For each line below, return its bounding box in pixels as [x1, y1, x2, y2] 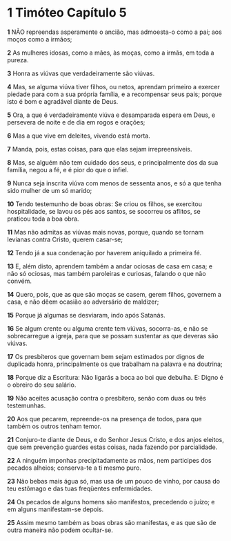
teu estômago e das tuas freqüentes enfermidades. [7, 484, 153, 493]
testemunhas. [7, 401, 46, 410]
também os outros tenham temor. [7, 422, 102, 430]
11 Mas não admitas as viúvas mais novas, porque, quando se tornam [7, 228, 204, 236]
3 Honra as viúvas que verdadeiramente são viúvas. [7, 69, 155, 77]
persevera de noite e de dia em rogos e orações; [7, 118, 145, 126]
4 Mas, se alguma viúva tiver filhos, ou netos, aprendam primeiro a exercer [7, 82, 220, 91]
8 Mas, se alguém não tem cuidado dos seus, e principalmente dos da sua [7, 158, 219, 167]
